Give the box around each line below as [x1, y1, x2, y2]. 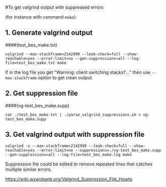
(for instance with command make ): [5, 14, 77, 20]
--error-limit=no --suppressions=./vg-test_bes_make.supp [37, 148, 161, 153]
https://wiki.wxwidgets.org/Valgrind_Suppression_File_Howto [5, 176, 133, 182]
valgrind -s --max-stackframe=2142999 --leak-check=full [5, 143, 128, 149]
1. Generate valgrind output [5, 29, 93, 37]
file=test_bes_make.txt [5, 60, 56, 65]
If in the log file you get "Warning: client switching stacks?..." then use [5, 69, 151, 75]
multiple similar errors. [5, 166, 52, 172]
